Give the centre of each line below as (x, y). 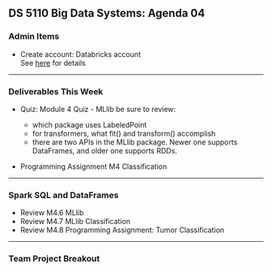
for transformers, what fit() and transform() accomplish (124, 133)
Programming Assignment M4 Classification (93, 166)
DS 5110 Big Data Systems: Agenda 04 (107, 13)
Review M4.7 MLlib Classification (75, 222)
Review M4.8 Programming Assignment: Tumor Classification (122, 230)
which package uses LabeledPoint (89, 124)
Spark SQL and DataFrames (64, 195)
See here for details (53, 63)
